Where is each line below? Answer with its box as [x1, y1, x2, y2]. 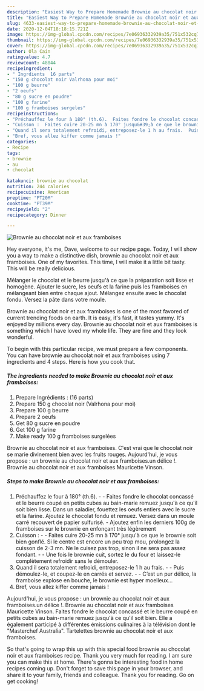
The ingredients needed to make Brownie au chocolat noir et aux [7, 372, 173, 380]
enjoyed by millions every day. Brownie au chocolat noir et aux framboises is [7, 321, 198, 328]
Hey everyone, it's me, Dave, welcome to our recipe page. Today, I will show [7, 245, 197, 253]
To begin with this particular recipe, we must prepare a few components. [7, 345, 188, 353]
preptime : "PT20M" [7, 195, 53, 201]
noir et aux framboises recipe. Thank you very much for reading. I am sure [7, 652, 192, 659]
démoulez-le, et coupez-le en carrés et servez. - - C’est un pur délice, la [15, 570, 197, 577]
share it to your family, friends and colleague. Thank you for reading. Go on [7, 672, 194, 679]
